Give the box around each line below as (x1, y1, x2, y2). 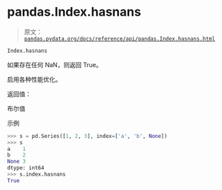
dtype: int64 (7, 165, 45, 171)
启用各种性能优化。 (7, 75, 62, 83)
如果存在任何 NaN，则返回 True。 (7, 60, 102, 69)
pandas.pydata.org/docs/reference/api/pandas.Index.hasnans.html (23, 35, 215, 42)
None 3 (7, 158, 26, 165)
